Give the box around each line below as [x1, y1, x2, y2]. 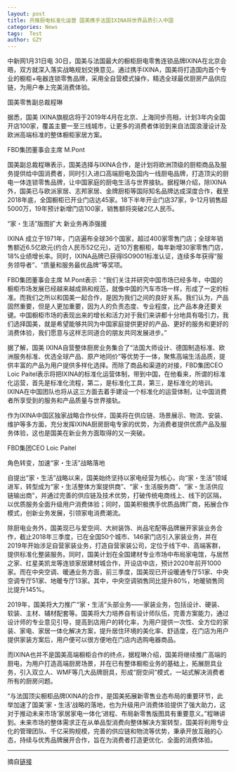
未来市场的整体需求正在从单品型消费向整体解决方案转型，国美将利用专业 [19, 719, 229, 727]
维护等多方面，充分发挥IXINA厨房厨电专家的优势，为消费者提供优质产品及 [7, 420, 221, 429]
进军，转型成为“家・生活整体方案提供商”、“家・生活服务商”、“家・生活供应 [7, 483, 224, 491]
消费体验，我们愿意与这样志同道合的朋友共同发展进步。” [7, 329, 167, 337]
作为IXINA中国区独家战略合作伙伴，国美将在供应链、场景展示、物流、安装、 [7, 411, 227, 419]
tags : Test [7, 30, 42, 37]
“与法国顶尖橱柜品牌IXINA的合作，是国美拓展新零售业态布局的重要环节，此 [7, 692, 223, 700]
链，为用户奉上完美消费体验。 [7, 83, 93, 91]
